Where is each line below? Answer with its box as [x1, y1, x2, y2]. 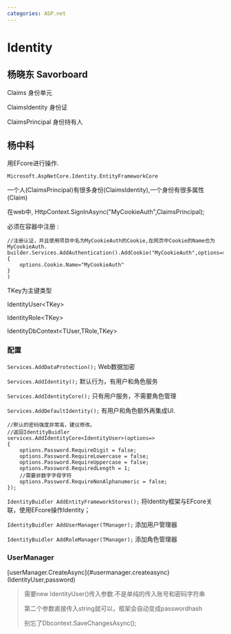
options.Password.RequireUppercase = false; [19, 458, 149, 465]
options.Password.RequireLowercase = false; [19, 452, 149, 460]
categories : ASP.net [7, 10, 67, 17]
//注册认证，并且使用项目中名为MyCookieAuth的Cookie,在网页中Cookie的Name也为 [7, 237, 215, 244]
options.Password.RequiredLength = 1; [19, 465, 131, 472]
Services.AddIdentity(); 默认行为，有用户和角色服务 [7, 377, 158, 385]
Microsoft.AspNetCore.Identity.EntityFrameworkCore [7, 173, 158, 180]
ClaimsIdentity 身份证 [7, 103, 67, 111]
